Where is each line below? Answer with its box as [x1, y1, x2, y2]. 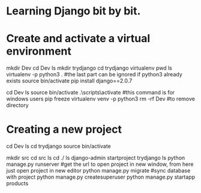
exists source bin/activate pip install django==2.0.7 [6, 77, 133, 85]
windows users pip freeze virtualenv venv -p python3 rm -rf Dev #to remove [6, 95, 195, 103]
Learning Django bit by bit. [6, 4, 141, 18]
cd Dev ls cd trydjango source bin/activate [6, 142, 111, 150]
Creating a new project [6, 123, 122, 136]
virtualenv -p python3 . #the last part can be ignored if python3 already [6, 71, 183, 78]
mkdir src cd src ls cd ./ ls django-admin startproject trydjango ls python [6, 155, 185, 162]
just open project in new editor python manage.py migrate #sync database [6, 167, 191, 174]
